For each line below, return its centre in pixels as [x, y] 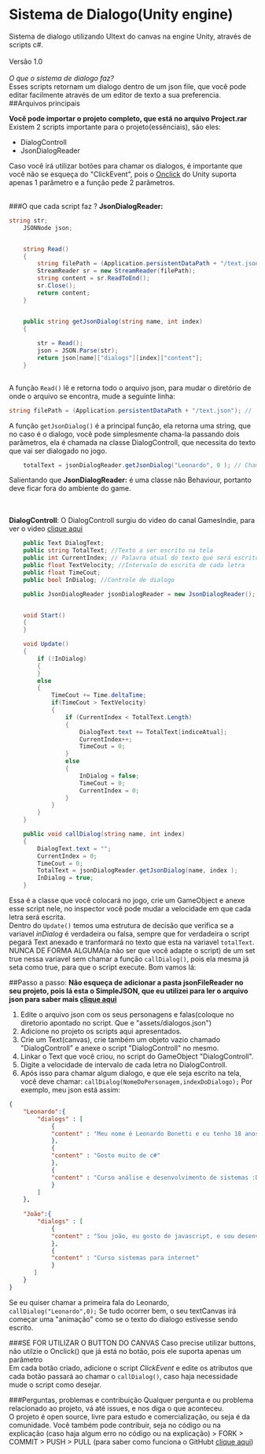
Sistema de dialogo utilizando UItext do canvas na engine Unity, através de [130, 36]
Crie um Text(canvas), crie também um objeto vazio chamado [120, 1040]
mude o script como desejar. [55, 1385]
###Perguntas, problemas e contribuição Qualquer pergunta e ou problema [131, 1400]
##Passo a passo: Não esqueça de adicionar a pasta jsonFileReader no [126, 983]
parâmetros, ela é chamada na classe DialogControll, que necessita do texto [132, 442]
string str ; [28, 221]
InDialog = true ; [65, 878]
